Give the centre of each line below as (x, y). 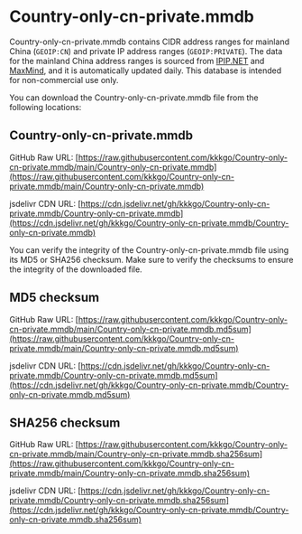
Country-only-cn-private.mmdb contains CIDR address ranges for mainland (150, 42)
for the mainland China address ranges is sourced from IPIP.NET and (137, 61)
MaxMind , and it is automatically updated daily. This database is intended (146, 70)
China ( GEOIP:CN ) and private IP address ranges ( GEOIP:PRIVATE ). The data (146, 51)
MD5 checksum (55, 298)
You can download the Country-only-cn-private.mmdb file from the (134, 98)
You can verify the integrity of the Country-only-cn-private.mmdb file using (149, 249)
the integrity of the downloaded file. (76, 269)
